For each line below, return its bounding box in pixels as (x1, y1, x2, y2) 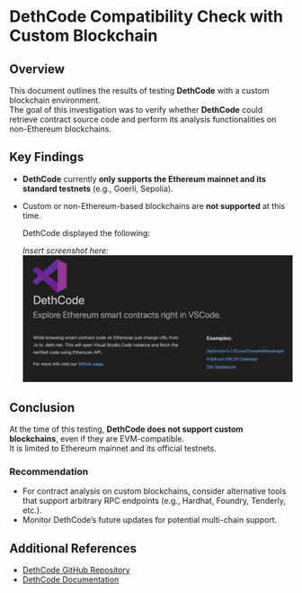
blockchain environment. (9, 95, 101, 105)
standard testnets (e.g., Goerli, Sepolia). (22, 183, 173, 194)
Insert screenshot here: (22, 245, 110, 256)
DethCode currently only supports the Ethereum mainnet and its (22, 173, 267, 184)
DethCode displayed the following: (22, 227, 151, 238)
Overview (9, 61, 66, 77)
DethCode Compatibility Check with (9, 6, 284, 27)
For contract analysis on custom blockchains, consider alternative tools (22, 486, 287, 497)
